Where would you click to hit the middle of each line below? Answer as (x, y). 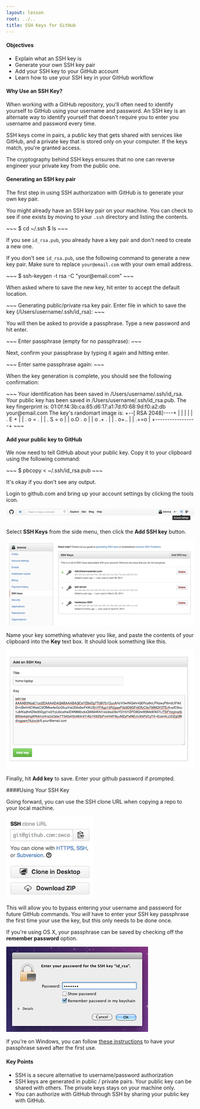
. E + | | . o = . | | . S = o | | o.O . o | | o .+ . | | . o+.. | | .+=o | (79, 419)
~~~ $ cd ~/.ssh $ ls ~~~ (37, 228)
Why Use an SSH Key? (34, 91)
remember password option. (42, 939)
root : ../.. (21, 19)
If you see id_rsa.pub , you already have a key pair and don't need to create (99, 240)
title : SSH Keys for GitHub (41, 25)
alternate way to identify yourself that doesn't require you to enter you (93, 117)
